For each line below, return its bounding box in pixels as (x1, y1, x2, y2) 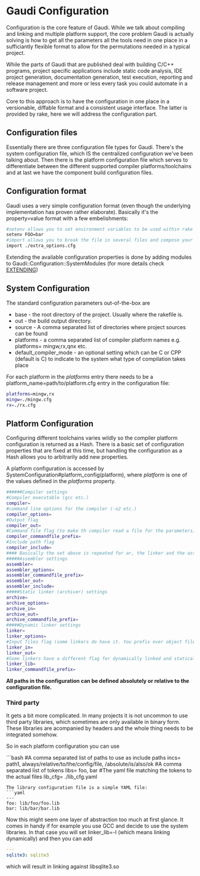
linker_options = (6, 633, 46, 639)
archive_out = (6, 611, 39, 617)
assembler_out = (6, 578, 44, 584)
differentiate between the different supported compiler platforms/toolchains (6, 162, 192, 169)
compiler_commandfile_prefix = (6, 534, 82, 540)
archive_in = (6, 605, 36, 612)
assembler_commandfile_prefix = (6, 572, 84, 578)
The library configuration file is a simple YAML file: (6, 785, 148, 791)
